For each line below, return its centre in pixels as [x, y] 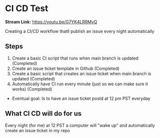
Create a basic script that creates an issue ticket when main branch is [81, 74]
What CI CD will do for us [43, 114]
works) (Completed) [32, 89]
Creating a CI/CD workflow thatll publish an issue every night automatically [80, 31]
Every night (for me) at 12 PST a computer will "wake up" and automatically [80, 125]
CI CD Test [27, 8]
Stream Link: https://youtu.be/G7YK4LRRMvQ [51, 22]
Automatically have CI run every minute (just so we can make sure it [80, 84]
